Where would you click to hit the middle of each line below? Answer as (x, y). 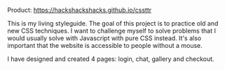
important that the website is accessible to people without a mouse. (105, 45)
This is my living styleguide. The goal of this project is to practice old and (113, 23)
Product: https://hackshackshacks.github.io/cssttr (80, 10)
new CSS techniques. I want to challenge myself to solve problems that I (111, 31)
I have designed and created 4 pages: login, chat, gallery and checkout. (111, 59)
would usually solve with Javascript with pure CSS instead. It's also (104, 38)
